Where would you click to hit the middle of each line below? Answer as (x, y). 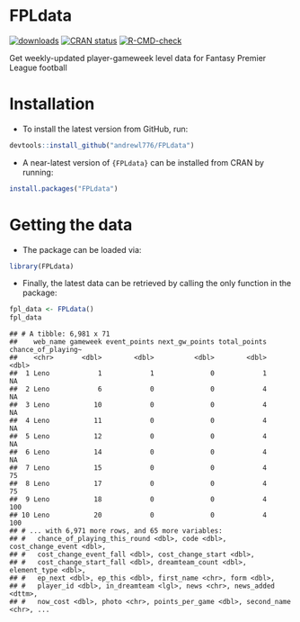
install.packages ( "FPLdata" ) (64, 189)
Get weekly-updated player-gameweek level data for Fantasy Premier (138, 58)
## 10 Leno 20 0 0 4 (138, 515)
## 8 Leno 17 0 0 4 (138, 484)
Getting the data (71, 225)
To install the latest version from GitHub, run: (105, 129)
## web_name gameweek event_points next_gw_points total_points (138, 342)
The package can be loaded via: (82, 249)
